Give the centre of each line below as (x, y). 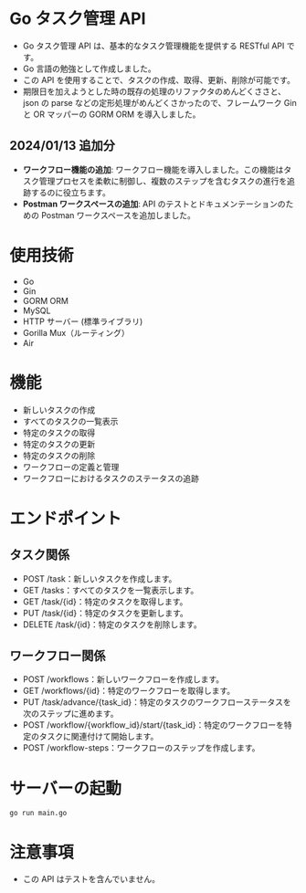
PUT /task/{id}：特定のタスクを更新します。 (106, 613)
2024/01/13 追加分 (63, 146)
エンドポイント (66, 518)
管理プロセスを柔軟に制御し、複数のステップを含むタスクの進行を (163, 181)
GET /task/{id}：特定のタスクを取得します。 (105, 601)
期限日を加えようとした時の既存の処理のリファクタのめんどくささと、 (154, 91)
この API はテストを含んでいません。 (91, 879)
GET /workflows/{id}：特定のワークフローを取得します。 (129, 691)
